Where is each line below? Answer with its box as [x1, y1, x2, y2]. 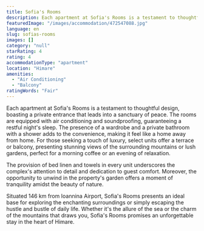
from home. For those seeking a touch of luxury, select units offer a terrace [6, 136, 194, 144]
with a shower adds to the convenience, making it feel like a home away [6, 130, 186, 137]
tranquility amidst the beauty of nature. [6, 180, 104, 188]
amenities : [6, 71, 34, 77]
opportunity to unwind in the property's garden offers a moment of [6, 174, 173, 181]
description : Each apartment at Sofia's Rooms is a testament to [6, 15, 175, 21]
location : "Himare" [6, 65, 56, 72]
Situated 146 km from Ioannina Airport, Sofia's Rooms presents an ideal [6, 192, 185, 199]
